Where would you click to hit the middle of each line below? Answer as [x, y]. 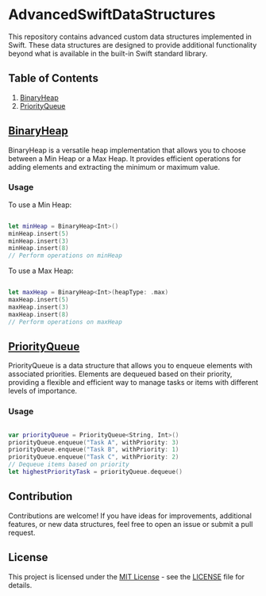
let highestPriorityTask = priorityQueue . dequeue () [95, 472]
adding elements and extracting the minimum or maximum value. [114, 167]
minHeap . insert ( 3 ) [39, 241]
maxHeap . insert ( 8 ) [39, 314]
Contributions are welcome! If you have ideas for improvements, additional [130, 515]
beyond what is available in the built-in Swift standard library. [108, 53]
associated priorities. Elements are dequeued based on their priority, [120, 374]
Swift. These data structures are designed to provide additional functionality [133, 44]
